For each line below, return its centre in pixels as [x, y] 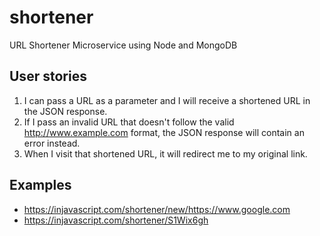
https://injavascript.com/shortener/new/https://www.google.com [157, 209]
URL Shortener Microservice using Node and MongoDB [123, 45]
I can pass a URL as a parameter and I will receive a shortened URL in [167, 100]
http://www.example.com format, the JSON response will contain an [164, 132]
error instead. [52, 143]
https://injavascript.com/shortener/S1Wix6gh [116, 220]
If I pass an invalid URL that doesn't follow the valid [129, 122]
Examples [40, 185]
